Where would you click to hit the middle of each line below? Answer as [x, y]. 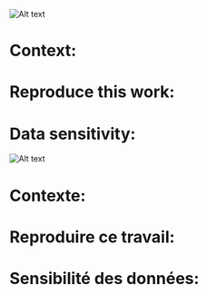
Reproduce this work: [92, 92]
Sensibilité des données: [104, 278]
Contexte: [48, 196]
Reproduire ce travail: [92, 237]
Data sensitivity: [73, 134]
